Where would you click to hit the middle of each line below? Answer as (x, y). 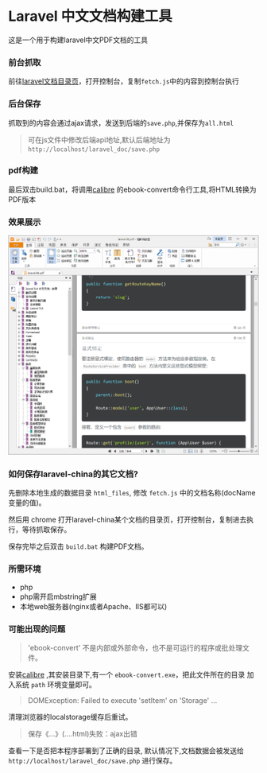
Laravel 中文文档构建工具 (91, 16)
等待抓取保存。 (46, 530)
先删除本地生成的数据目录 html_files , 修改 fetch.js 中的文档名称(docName (132, 493)
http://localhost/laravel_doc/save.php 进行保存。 (93, 760)
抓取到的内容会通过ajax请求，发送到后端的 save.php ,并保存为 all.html (121, 122)
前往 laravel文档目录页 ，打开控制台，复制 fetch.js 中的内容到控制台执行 (124, 81)
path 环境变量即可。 (64, 684)
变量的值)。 (27, 503)
